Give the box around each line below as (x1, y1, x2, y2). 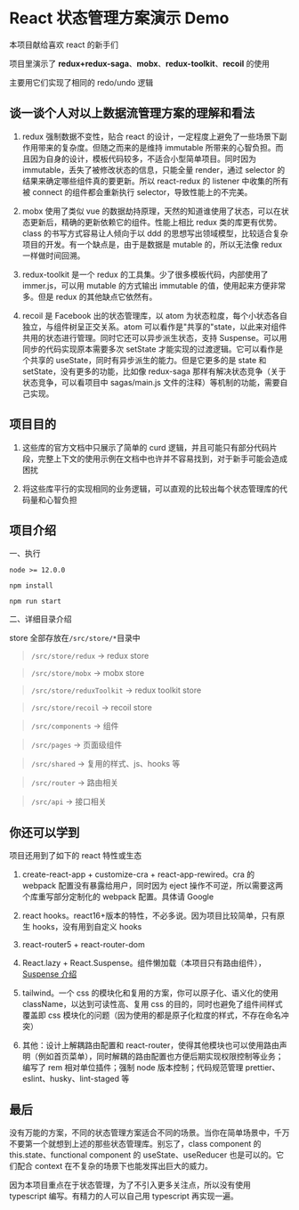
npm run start (9, 597, 62, 606)
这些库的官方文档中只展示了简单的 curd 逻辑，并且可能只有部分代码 (21, 442, 270, 452)
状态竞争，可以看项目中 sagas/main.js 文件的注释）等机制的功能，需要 (21, 377, 280, 387)
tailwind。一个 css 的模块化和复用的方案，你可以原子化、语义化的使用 (21, 987, 279, 998)
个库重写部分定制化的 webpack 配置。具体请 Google (21, 891, 214, 902)
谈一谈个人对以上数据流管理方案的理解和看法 (9, 106, 255, 121)
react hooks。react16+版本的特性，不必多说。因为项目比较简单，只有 (21, 910, 278, 922)
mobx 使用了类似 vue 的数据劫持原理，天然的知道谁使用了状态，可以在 (21, 206, 282, 216)
